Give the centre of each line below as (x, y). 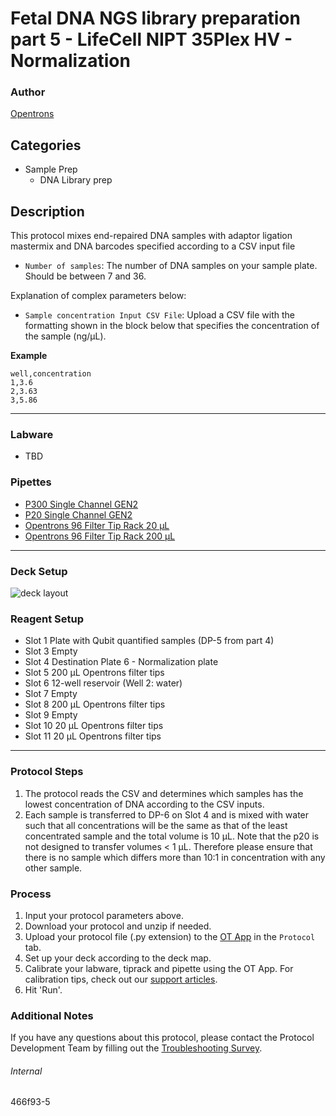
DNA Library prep (76, 180)
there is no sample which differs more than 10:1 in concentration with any (175, 857)
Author (28, 92)
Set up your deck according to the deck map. (118, 958)
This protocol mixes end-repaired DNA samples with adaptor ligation (151, 236)
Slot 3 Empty (51, 651)
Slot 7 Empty (51, 694)
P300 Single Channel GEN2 (81, 504)
